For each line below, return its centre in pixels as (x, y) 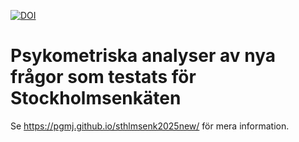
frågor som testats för (103, 77)
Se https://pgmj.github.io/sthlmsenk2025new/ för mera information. (150, 126)
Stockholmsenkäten (96, 98)
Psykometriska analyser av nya (143, 56)
